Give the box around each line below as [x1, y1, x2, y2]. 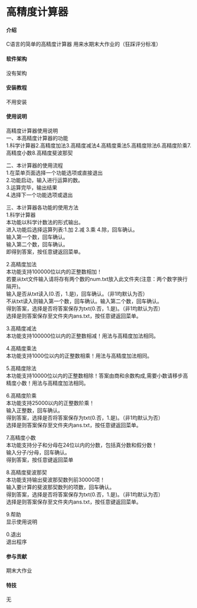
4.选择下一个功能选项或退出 [6, 191, 73, 198]
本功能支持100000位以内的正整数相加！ [6, 268, 102, 275]
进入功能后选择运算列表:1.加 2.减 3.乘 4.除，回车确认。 [6, 226, 139, 233]
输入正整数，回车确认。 [6, 407, 63, 414]
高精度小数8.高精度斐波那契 [6, 149, 73, 156]
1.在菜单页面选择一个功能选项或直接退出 [6, 169, 103, 176]
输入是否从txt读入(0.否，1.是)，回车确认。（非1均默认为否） [6, 290, 149, 297]
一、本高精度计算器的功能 [6, 135, 68, 142]
